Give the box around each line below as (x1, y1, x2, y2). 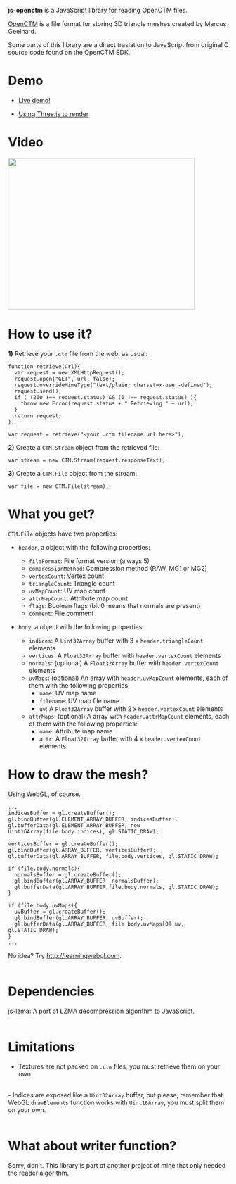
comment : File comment (28, 609, 94, 617)
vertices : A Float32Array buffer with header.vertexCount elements (28, 651, 221, 660)
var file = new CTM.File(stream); (8, 482, 110, 490)
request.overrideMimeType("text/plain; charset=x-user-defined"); (14, 382, 213, 389)
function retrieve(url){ (8, 363, 81, 370)
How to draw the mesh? (8, 767, 149, 782)
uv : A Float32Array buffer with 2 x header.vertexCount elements (39, 704, 223, 713)
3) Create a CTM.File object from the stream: (8, 469, 138, 477)
